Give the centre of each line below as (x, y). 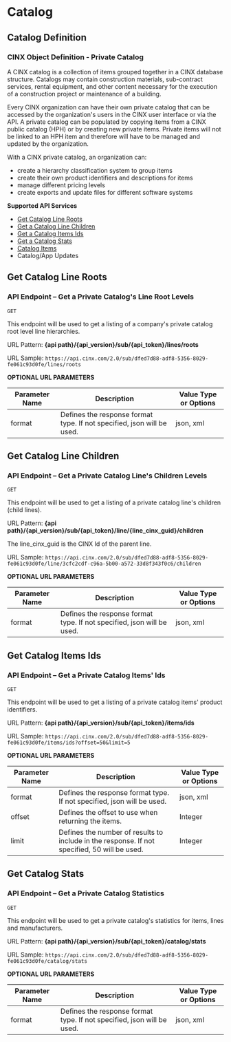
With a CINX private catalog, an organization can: (77, 157)
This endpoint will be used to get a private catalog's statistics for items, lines (115, 920)
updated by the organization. (48, 143)
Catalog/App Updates (48, 255)
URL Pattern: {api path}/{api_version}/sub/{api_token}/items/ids (101, 723)
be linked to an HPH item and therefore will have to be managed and (104, 136)
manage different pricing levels (61, 185)
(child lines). (25, 510)
